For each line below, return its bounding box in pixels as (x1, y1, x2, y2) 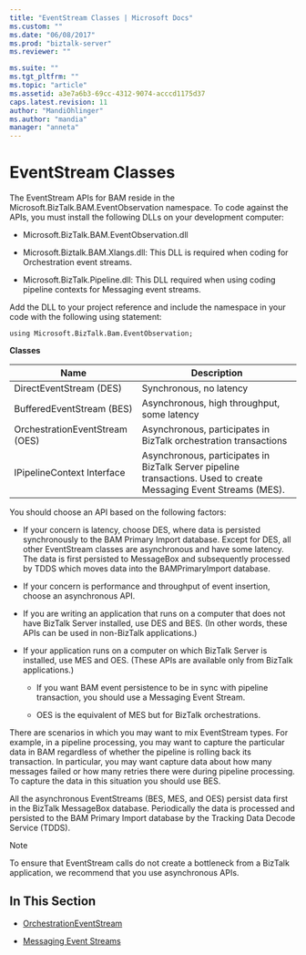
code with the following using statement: (9, 312, 162, 323)
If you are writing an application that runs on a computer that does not (22, 608, 286, 620)
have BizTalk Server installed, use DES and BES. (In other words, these (22, 618, 288, 629)
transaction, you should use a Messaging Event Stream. (36, 692, 246, 703)
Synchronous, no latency (141, 382, 249, 395)
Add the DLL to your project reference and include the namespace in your (9, 302, 286, 313)
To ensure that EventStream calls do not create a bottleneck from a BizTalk (9, 857, 290, 868)
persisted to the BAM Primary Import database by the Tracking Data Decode (9, 813, 296, 824)
